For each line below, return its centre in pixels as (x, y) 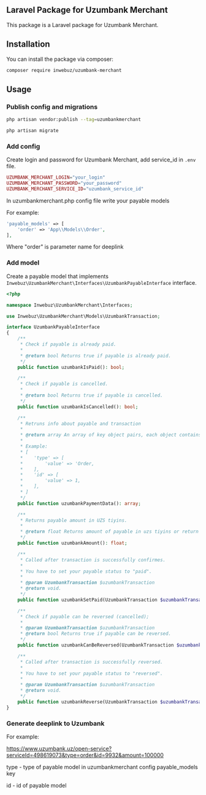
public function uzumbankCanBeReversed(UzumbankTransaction (96, 645)
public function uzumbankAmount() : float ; (72, 543)
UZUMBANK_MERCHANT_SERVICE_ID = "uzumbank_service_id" (75, 189)
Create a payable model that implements (58, 276)
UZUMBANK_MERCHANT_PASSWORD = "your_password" (64, 184)
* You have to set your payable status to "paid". (86, 571)
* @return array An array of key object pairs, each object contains (111, 435)
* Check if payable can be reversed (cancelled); (85, 616)
